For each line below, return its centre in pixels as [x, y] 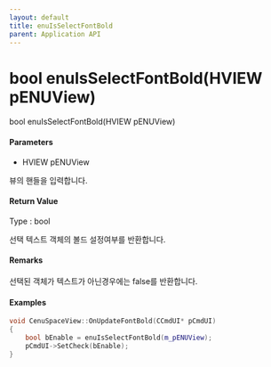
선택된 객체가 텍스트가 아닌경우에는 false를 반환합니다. [104, 281]
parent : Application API [55, 34]
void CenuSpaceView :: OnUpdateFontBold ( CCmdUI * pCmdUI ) [113, 322]
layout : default [39, 17]
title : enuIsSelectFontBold [61, 26]
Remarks [26, 260]
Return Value [34, 201]
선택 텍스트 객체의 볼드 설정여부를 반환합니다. [88, 239]
